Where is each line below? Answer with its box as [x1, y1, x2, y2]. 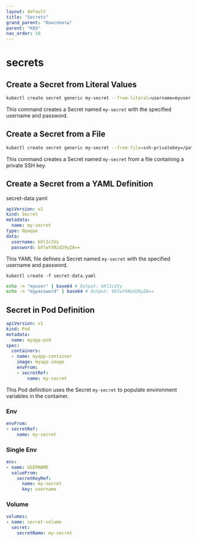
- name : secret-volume [6, 519, 62, 525]
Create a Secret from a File [6, 129, 106, 139]
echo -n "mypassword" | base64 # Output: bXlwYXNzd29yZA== [6, 289, 154, 295]
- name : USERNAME [6, 464, 49, 470]
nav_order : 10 [6, 31, 41, 37]
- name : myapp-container [11, 354, 72, 360]
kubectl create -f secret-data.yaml [6, 273, 96, 279]
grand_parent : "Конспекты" [6, 19, 72, 25]
